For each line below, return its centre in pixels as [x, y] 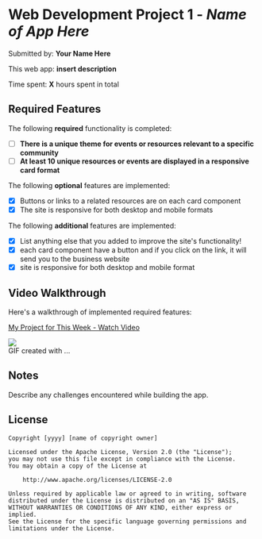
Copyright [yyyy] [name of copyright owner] [83, 438]
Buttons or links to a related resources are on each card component [130, 201]
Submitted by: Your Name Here [60, 53]
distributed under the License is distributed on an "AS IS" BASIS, [124, 500]
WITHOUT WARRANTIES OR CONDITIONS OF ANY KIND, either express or [120, 507]
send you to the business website [75, 259]
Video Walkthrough [57, 293]
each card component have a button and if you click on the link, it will [133, 250]
